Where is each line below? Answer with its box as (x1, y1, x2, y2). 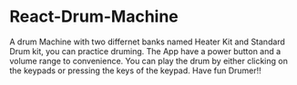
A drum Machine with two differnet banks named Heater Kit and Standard (9, 36, 285, 47)
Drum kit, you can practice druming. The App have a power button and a (9, 45, 282, 56)
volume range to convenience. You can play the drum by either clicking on (9, 55, 289, 66)
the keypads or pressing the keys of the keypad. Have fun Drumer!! (9, 65, 261, 76)
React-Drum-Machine (9, 6, 179, 27)
